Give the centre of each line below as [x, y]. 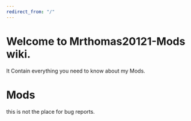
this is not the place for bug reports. [50, 111]
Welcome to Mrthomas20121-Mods [96, 41]
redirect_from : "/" [31, 12]
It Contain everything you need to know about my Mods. [76, 71]
